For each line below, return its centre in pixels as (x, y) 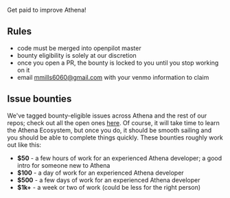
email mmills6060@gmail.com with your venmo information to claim (113, 77)
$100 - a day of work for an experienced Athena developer (100, 173)
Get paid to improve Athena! (47, 10)
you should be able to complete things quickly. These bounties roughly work (115, 137)
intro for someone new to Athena (64, 165)
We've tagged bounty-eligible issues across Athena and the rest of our (107, 115)
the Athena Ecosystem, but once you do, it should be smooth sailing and (109, 130)
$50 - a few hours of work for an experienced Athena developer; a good (119, 158)
